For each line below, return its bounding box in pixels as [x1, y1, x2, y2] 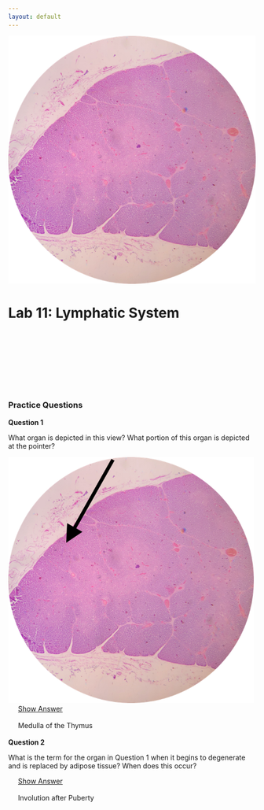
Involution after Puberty [18, 793, 94, 802]
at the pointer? [8, 441, 55, 450]
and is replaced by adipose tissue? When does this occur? [8, 760, 197, 771]
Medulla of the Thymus [18, 720, 93, 730]
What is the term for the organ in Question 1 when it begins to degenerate [8, 753, 246, 762]
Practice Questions [8, 400, 83, 411]
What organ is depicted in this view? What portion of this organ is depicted [8, 433, 250, 442]
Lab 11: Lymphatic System [8, 304, 180, 322]
